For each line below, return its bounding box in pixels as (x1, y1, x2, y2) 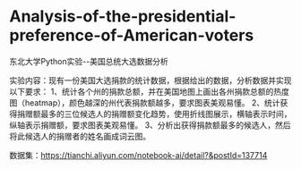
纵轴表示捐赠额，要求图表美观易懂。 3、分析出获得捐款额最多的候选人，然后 (9, 119, 291, 131)
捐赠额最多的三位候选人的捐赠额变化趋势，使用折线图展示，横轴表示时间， (16, 108, 292, 119)
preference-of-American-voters (9, 25, 254, 46)
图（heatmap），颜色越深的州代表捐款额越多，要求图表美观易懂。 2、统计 (9, 97, 280, 108)
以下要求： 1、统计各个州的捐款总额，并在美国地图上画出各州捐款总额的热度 (9, 86, 289, 97)
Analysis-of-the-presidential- (9, 6, 236, 27)
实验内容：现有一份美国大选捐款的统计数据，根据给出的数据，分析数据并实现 (9, 74, 292, 86)
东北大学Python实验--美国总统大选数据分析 (9, 55, 168, 66)
